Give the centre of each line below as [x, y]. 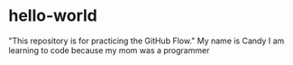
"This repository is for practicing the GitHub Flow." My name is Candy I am [146, 41]
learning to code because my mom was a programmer [109, 50]
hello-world [53, 16]
